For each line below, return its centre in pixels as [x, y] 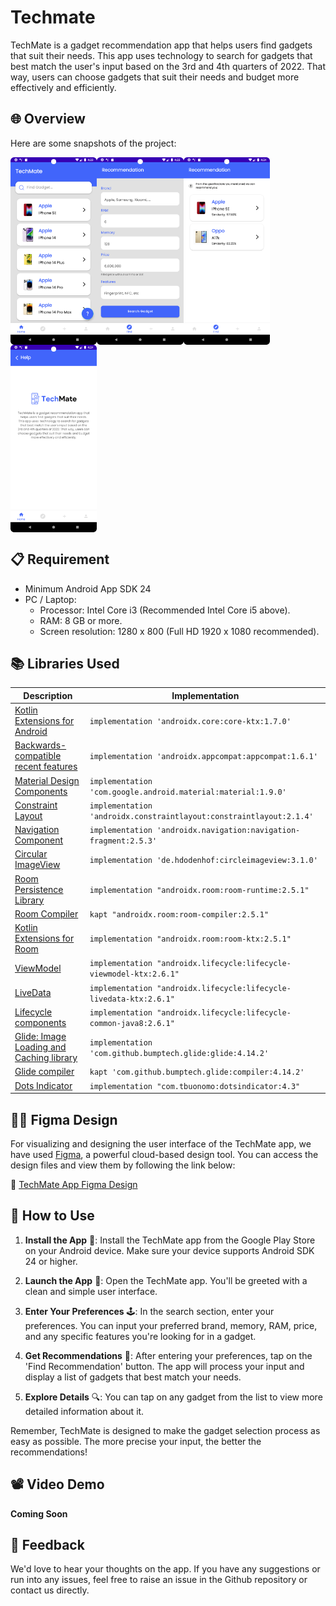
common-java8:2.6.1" [132, 1023]
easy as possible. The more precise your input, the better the [136, 1441]
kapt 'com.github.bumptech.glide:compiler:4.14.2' [197, 1072]
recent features [46, 767]
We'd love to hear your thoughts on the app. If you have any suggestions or [165, 1569]
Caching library [46, 1058]
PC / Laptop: [50, 599]
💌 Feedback [47, 1544]
